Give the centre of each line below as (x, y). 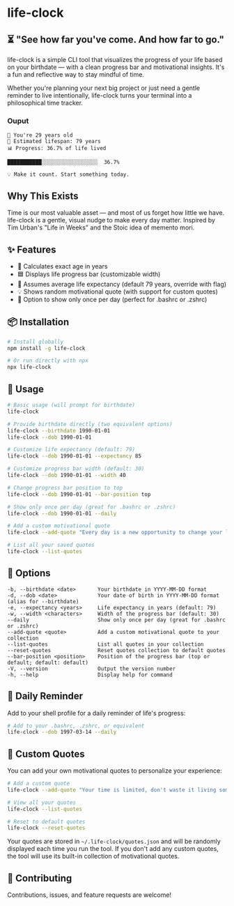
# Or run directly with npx (48, 361)
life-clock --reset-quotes (46, 828)
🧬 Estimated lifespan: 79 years (54, 142)
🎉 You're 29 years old (40, 135)
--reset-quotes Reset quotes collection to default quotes (117, 650)
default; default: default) (48, 663)
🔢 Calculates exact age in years (62, 266)
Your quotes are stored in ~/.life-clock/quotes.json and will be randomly (114, 841)
